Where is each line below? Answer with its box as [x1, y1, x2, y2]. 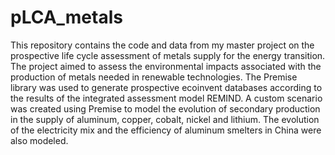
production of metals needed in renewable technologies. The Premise [10, 71, 298, 83]
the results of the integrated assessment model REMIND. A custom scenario [10, 92, 323, 104]
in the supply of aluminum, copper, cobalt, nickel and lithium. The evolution [10, 113, 320, 125]
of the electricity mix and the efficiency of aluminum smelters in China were [10, 124, 322, 136]
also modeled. [10, 134, 69, 146]
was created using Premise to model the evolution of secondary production [10, 102, 321, 115]
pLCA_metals [10, 6, 123, 29]
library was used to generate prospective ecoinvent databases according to [10, 81, 323, 93]
